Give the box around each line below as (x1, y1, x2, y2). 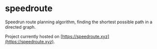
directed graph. (5, 24, 36, 30)
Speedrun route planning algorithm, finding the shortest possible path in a (5, 19, 153, 25)
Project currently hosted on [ (5, 33, 63, 39)
